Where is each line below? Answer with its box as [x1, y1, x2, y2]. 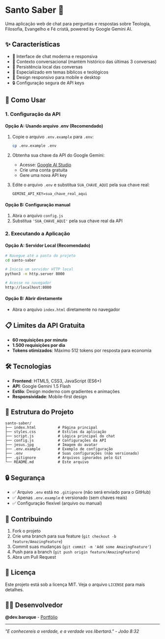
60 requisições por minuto [12, 337, 68, 343]
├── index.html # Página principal [5, 425, 98, 430]
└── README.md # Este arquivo [5, 460, 89, 465]
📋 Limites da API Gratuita [5, 321, 85, 330]
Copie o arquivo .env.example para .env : [12, 134, 94, 140]
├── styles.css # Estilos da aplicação [5, 430, 107, 435]
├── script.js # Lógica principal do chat [5, 434, 115, 439]
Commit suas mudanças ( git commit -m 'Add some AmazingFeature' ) [12, 543, 151, 549]
